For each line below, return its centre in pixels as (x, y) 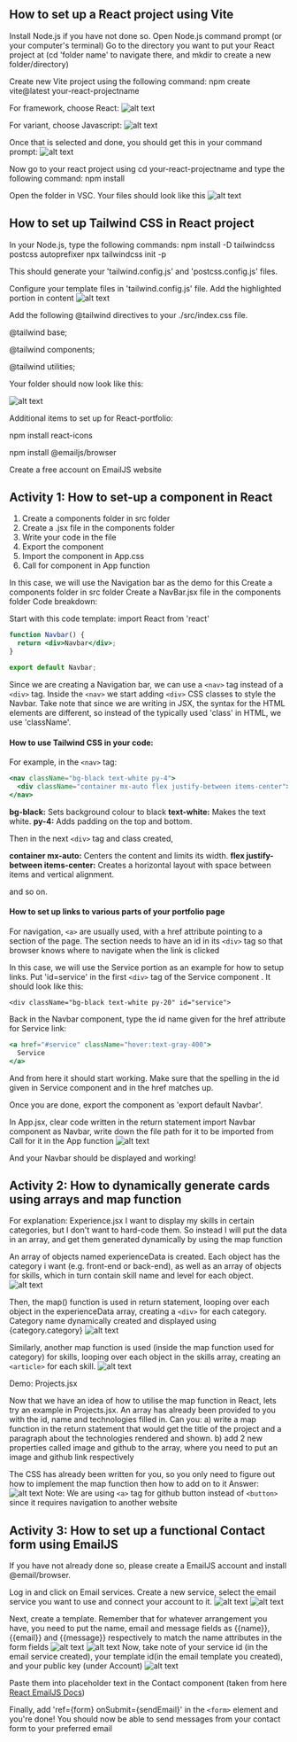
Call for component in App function (86, 565)
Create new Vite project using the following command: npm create (130, 81)
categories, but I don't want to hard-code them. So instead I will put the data (148, 1230)
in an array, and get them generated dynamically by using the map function (146, 1240)
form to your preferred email (61, 1729)
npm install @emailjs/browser (63, 452)
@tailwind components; (52, 349)
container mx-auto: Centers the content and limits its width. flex (127, 855)
